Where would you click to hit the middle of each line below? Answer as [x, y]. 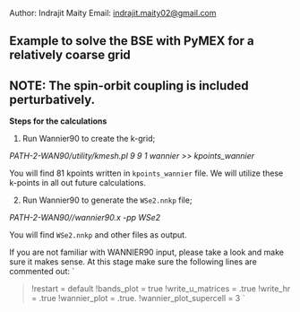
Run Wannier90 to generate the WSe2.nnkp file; [107, 200]
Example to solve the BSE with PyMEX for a [132, 41]
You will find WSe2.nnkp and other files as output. [98, 235]
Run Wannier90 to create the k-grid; [89, 139]
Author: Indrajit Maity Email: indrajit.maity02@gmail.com [113, 13]
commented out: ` [42, 272]
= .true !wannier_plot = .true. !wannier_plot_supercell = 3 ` [138, 299]
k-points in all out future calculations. [77, 183]
